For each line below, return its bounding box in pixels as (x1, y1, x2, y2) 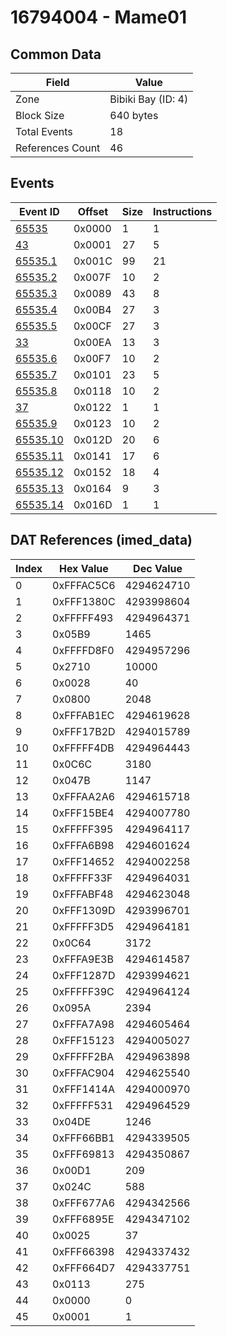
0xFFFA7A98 (52, 1017, 115, 1031)
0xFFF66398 (52, 1244, 115, 1258)
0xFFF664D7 (52, 1261, 116, 1275)
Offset (77, 204, 109, 218)
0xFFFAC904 (52, 1066, 115, 1080)
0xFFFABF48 (52, 887, 114, 901)
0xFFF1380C (52, 594, 116, 608)
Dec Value (133, 561, 183, 575)
